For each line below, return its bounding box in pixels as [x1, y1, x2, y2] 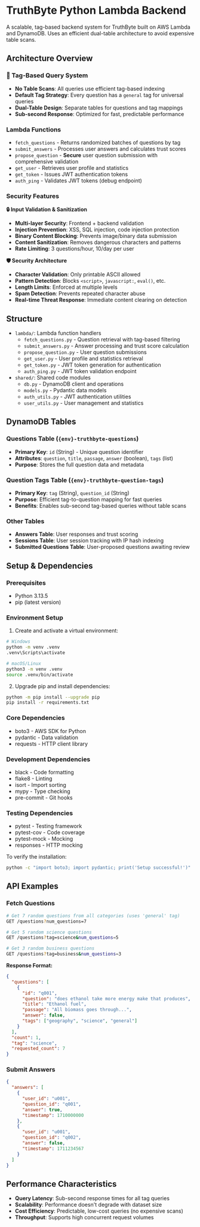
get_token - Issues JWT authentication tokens [14, 170, 128, 178]
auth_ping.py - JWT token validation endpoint [23, 368, 137, 375]
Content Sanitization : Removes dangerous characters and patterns [14, 239, 181, 246]
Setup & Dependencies [6, 560, 93, 571]
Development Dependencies [6, 755, 91, 763]
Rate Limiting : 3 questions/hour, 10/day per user [14, 245, 134, 252]
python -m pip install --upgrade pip [6, 694, 100, 700]
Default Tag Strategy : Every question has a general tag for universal [14, 91, 184, 99]
